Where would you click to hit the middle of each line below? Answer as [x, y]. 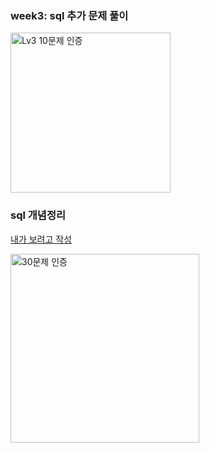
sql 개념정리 [38, 215]
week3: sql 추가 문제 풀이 [69, 15]
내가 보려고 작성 [41, 239]
